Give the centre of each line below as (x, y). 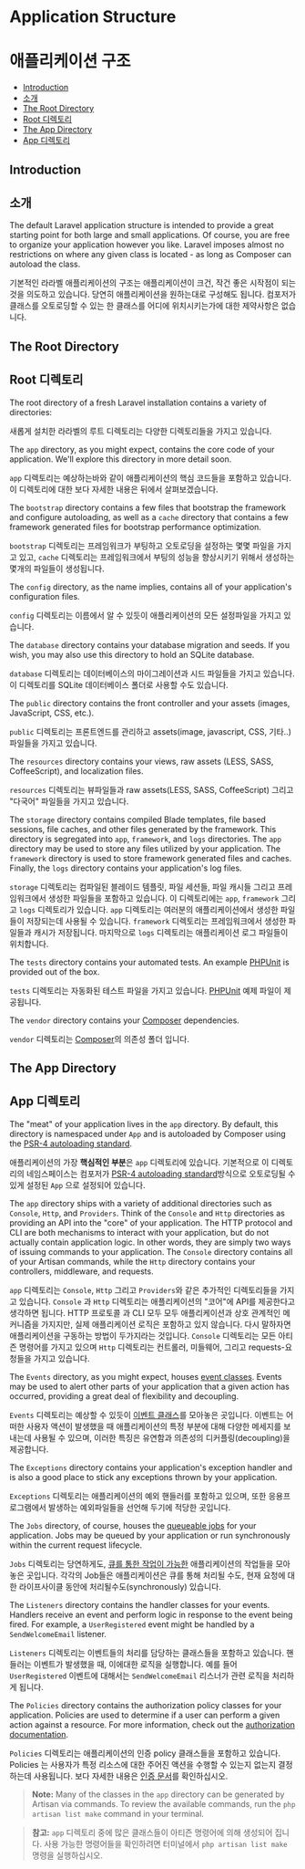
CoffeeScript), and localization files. (76, 771)
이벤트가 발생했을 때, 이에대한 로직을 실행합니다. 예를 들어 (136, 1664)
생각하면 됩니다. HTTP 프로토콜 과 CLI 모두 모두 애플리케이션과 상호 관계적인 (145, 1312)
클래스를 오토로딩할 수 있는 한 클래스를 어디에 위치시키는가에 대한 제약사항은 (144, 306)
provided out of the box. (55, 971)
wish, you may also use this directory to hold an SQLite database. (132, 654)
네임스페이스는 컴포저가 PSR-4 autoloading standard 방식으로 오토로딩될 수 (161, 1174)
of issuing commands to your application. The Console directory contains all (151, 1251)
